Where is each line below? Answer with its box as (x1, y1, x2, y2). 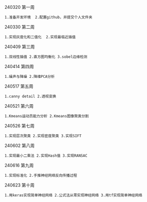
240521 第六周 (4, 103, 34, 109)
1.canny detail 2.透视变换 (4, 94, 56, 99)
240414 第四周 (4, 64, 34, 69)
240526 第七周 (4, 123, 35, 129)
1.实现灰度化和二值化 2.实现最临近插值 (4, 35, 76, 39)
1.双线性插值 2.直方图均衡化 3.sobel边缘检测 (4, 55, 88, 59)
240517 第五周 (4, 83, 34, 89)
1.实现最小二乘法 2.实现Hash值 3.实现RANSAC (4, 153, 88, 158)
